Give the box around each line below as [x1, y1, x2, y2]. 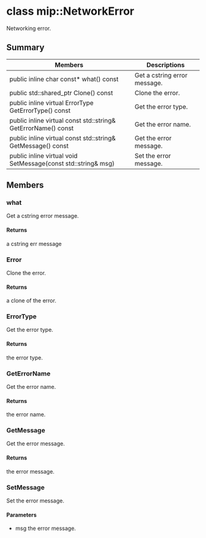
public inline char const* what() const [9, 75, 119, 83]
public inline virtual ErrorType [9, 98, 94, 107]
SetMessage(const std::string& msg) [9, 159, 115, 167]
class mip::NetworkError [6, 4, 135, 18]
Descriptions [146, 60, 185, 69]
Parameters [6, 511, 37, 518]
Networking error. [6, 25, 51, 32]
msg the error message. [15, 525, 77, 532]
